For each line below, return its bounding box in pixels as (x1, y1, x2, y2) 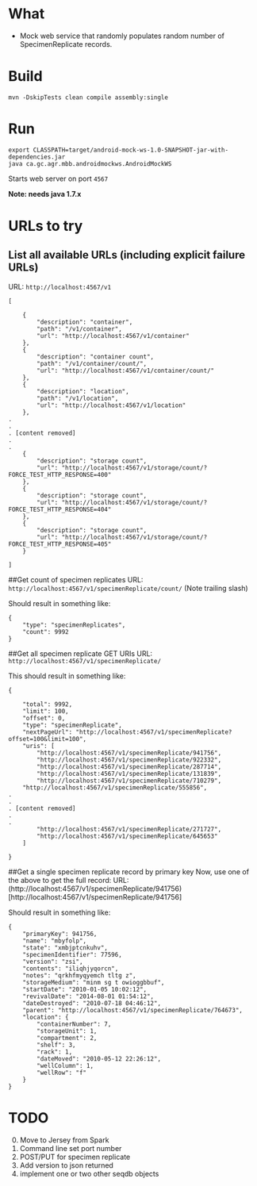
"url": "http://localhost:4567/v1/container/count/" (36, 367, 215, 374)
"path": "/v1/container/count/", (36, 359, 148, 367)
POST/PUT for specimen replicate (19, 1152, 131, 1161)
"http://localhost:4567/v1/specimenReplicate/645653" (36, 832, 218, 840)
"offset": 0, (22, 714, 66, 722)
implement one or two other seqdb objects (19, 1169, 159, 1178)
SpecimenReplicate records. (19, 39, 113, 48)
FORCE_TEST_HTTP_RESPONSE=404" (8, 505, 112, 513)
